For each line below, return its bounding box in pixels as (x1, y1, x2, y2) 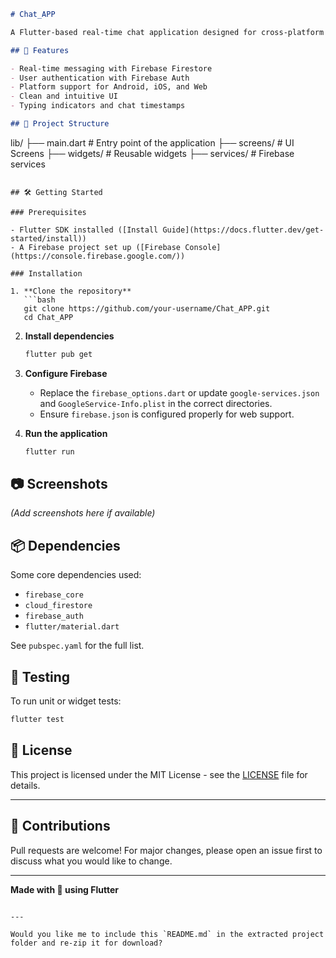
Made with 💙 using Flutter (10, 883, 120, 895)
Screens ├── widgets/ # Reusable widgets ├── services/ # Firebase (10, 147, 295, 159)
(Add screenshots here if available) (10, 507, 156, 519)
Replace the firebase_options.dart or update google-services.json (39, 386, 320, 399)
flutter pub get (24, 349, 93, 359)
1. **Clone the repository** (10, 286, 132, 296)
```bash (23, 295, 56, 305)
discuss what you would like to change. (10, 855, 173, 867)
